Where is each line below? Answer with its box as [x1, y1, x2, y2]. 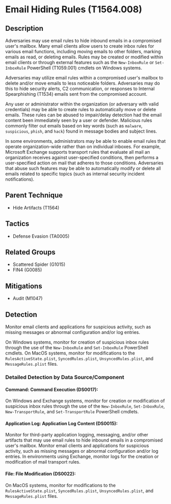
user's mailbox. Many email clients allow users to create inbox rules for [5, 43, 155, 49]
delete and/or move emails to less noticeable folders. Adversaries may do [5, 80, 160, 86]
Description [5, 24, 43, 33]
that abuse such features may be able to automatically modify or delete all [5, 165, 161, 171]
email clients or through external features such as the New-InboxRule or [5, 59, 154, 65]
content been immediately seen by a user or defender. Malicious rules [5, 117, 152, 123]
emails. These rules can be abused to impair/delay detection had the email [5, 112, 162, 118]
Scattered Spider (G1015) [12, 261, 65, 267]
